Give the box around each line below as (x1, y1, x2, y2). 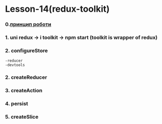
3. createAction (5, 87, 43, 94)
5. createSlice (5, 114, 39, 121)
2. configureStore (5, 47, 48, 54)
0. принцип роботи (5, 21, 51, 28)
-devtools (5, 63, 25, 68)
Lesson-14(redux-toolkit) (5, 3, 110, 15)
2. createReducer (5, 74, 47, 81)
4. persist (5, 100, 28, 107)
